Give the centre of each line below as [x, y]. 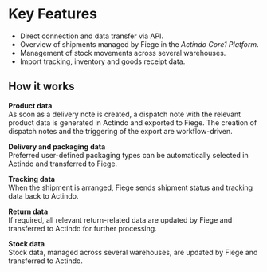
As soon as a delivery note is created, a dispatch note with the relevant [125, 114]
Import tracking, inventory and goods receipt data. [102, 61]
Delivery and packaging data [57, 146]
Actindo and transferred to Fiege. [63, 164]
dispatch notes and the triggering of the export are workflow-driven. [120, 131]
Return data [28, 211]
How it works [41, 87]
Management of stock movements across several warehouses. [123, 53]
